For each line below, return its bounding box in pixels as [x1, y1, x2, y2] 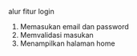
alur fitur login [8, 7, 54, 16]
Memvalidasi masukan [19, 31, 94, 39]
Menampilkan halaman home [19, 39, 115, 48]
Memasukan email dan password [19, 22, 130, 31]
